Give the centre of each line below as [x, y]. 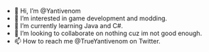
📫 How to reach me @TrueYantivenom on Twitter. [87, 41]
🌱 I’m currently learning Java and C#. [68, 26]
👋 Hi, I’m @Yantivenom [47, 11]
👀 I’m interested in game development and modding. [91, 18]
